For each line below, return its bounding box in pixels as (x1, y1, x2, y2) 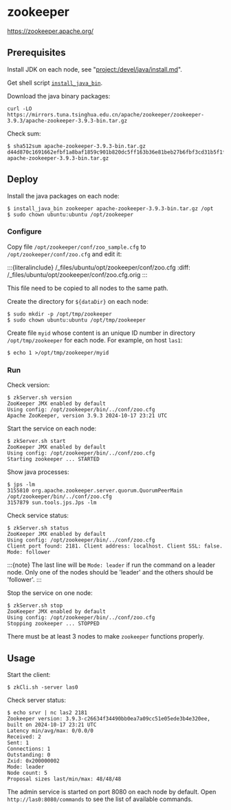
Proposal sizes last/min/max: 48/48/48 (7, 776, 122, 782)
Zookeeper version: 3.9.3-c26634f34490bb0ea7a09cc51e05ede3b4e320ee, (7, 715, 211, 722)
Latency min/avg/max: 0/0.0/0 (7, 727, 94, 734)
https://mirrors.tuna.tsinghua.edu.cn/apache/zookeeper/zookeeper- (7, 111, 205, 118)
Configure (7, 227, 42, 236)
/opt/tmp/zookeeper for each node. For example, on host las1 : (7, 335, 183, 344)
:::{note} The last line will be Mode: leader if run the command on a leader (7, 561, 215, 569)
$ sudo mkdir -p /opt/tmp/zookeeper (7, 311, 112, 318)
